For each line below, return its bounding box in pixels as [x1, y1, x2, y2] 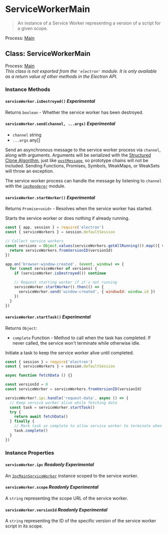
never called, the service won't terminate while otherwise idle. [12, 340, 141, 346]
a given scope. [17, 25, 48, 31]
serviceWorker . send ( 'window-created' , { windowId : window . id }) [18, 289, 155, 294]
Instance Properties [5, 449, 54, 456]
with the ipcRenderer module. [5, 183, 66, 189]
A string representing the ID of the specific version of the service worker [5, 518, 156, 524]
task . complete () [14, 428, 48, 433]
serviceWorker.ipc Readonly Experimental [5, 462, 94, 468]
